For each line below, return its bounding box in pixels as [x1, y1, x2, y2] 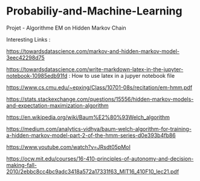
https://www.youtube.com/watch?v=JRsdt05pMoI [6, 143, 131, 150]
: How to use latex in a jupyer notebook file [68, 72, 175, 79]
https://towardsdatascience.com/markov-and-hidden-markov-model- [6, 47, 180, 55]
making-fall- [6, 161, 37, 168]
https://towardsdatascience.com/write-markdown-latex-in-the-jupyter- [6, 65, 184, 73]
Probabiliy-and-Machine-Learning [6, 4, 182, 18]
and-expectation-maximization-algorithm [6, 101, 109, 109]
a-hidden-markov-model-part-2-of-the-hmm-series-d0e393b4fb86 [6, 132, 176, 139]
